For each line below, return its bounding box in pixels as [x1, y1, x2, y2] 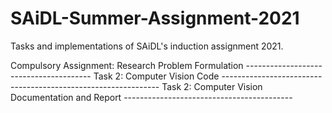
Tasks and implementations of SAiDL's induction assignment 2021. [10, 40, 284, 52]
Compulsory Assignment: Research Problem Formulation [10, 59, 244, 71]
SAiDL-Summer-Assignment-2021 [10, 7, 300, 30]
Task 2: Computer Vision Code [93, 70, 220, 82]
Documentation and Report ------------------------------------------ [10, 91, 293, 103]
